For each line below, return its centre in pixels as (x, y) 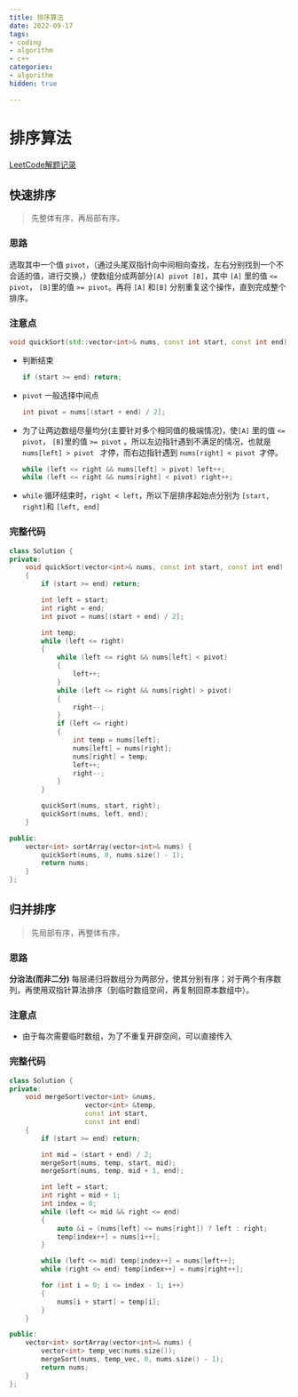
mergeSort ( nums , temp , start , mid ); (109, 1163)
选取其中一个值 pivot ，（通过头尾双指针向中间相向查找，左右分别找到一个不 (146, 264)
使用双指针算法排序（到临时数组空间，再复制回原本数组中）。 (143, 990)
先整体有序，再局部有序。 (78, 218)
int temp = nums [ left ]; (117, 740)
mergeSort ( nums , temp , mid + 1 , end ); (113, 1171)
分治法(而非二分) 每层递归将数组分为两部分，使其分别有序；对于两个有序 (141, 979)
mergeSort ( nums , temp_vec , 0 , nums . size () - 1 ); (133, 1360)
